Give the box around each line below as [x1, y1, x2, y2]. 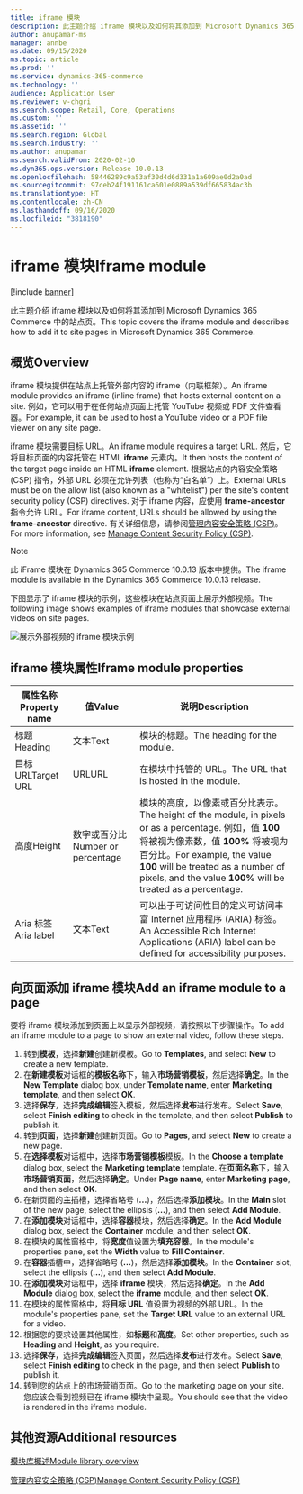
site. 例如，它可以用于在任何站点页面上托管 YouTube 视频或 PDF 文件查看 [10, 401, 281, 412]
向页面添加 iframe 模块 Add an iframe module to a [10, 979, 287, 996]
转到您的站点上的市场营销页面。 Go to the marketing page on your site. [22, 1380, 284, 1390]
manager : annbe [10, 38, 67, 48]
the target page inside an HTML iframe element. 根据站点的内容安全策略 [10, 463, 278, 474]
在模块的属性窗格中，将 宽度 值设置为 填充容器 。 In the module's [22, 1236, 254, 1246]
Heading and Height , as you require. [22, 1339, 160, 1350]
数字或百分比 [72, 828, 128, 841]
